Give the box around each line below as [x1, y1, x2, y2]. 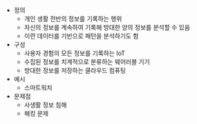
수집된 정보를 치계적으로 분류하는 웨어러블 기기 [24, 58, 150, 65]
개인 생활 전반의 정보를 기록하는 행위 [24, 14, 122, 23]
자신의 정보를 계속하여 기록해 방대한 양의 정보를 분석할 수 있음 [24, 23, 190, 31]
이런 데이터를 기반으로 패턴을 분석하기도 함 [24, 32, 140, 40]
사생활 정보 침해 [24, 101, 67, 109]
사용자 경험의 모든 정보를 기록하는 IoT [24, 49, 126, 57]
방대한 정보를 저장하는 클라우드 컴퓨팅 [24, 66, 126, 74]
